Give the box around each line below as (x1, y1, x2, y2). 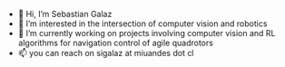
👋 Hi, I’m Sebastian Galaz (17, 9, 113, 19)
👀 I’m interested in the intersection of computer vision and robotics (17, 18, 268, 29)
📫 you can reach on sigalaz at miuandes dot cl (17, 48, 194, 58)
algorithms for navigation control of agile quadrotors (17, 37, 213, 48)
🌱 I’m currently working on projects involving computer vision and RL (17, 28, 276, 38)
